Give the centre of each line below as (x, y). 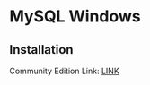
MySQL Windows (75, 17)
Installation (41, 50)
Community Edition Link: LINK (64, 71)
